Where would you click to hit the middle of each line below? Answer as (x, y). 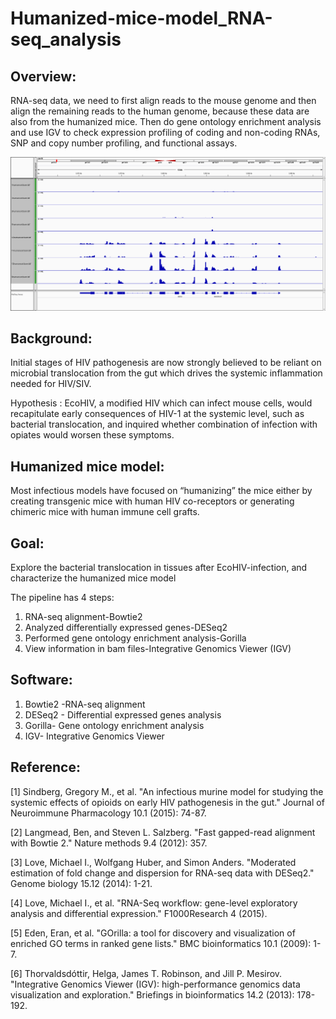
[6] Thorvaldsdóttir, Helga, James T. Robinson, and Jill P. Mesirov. (146, 973)
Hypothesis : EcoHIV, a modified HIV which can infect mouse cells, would (161, 403)
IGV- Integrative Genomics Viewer (94, 736)
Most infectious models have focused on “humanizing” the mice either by (161, 491)
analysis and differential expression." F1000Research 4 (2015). (139, 913)
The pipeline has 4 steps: (62, 598)
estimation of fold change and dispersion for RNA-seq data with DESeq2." (162, 873)
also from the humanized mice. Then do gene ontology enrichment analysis (166, 121)
